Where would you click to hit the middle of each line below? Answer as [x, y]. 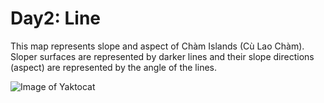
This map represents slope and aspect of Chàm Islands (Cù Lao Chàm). [157, 46]
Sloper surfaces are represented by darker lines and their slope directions [162, 56]
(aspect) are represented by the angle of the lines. [114, 67]
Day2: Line [56, 18]
